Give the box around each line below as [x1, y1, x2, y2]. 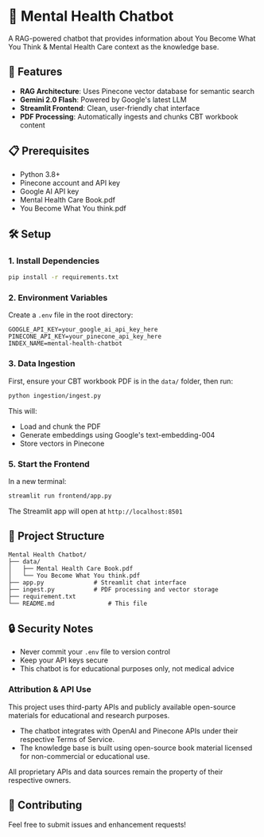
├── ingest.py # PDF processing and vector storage [8, 585, 219, 593]
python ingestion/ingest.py [8, 391, 102, 399]
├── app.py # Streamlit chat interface [8, 578, 187, 587]
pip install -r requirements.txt [8, 273, 119, 281]
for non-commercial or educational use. [19, 751, 150, 760]
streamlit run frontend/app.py [8, 492, 112, 500]
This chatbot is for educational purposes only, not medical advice [19, 664, 235, 674]
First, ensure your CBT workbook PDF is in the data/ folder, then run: [8, 376, 233, 386]
